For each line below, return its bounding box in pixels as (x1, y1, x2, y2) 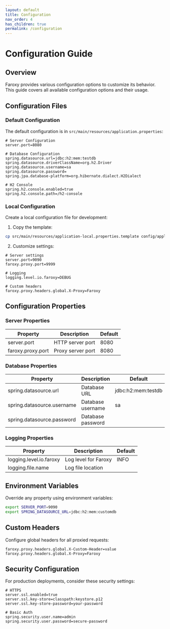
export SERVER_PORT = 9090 (5, 505, 58, 510)
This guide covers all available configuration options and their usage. (5, 87, 149, 93)
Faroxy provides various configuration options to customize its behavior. (5, 81, 156, 88)
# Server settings (5, 253, 44, 258)
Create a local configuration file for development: (5, 215, 108, 221)
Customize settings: (12, 243, 55, 249)
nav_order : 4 (5, 17, 33, 22)
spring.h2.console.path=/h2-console (5, 191, 82, 196)
